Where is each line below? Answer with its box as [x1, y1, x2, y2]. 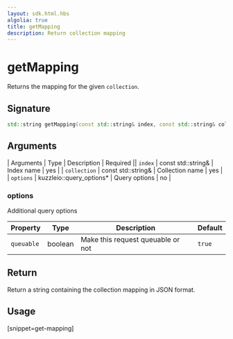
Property [10, 223, 41, 233]
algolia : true [7, 17, 49, 24]
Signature [7, 102, 51, 115]
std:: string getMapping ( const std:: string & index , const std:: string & [7, 121, 216, 128]
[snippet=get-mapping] [7, 324, 74, 332]
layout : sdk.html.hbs [7, 10, 70, 17]
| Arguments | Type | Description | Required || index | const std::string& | [7, 158, 214, 167]
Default [197, 223, 223, 233]
